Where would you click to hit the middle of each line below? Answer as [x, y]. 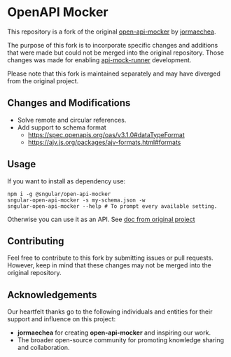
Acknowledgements [52, 295]
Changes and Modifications [69, 103]
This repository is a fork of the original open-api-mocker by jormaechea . [112, 31]
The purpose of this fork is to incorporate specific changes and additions [113, 45]
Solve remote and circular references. [72, 120]
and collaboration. [43, 348]
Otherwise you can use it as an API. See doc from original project [101, 219]
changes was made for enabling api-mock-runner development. [99, 59]
